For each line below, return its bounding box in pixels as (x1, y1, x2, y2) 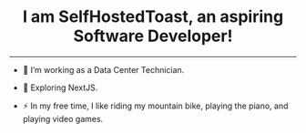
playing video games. (22, 113, 104, 124)
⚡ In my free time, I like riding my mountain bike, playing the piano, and (22, 100, 289, 111)
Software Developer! (73, 26, 233, 46)
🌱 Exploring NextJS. (22, 82, 98, 93)
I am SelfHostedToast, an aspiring (22, 6, 284, 27)
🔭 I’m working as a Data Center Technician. (22, 64, 185, 75)
